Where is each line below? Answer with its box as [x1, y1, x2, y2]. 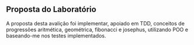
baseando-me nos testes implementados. [6, 32, 106, 39]
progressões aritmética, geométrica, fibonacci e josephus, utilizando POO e [6, 26, 189, 33]
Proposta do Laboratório [6, 5, 96, 14]
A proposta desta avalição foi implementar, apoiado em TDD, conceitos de [6, 20, 185, 27]
